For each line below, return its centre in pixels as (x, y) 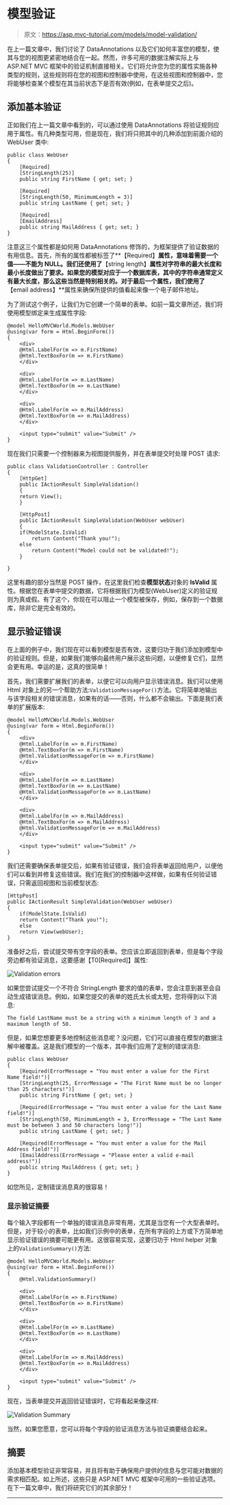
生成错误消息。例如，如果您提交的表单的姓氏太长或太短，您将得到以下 (112, 996)
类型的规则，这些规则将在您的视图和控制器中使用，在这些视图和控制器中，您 (115, 74)
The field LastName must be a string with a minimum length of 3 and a (111, 1018)
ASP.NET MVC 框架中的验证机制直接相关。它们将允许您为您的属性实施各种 (112, 66)
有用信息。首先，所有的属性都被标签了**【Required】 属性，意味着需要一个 (113, 255)
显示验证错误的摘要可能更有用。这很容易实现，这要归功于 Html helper (105, 1239)
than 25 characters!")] (41, 1089)
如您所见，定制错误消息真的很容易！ (58, 1187)
